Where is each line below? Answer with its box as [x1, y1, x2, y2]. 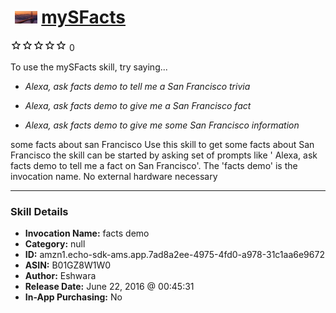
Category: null [24, 238, 86, 250]
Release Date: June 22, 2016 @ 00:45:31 [24, 281, 195, 293]
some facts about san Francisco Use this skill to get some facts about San [10, 138, 315, 150]
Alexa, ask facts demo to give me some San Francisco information [24, 119, 300, 131]
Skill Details [10, 204, 69, 218]
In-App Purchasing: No [24, 291, 123, 303]
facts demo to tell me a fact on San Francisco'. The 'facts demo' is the [10, 159, 298, 171]
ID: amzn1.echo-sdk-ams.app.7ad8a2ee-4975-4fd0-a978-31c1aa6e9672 [24, 249, 325, 261]
